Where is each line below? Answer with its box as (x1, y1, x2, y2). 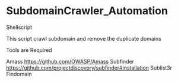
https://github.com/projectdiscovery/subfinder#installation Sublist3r (6, 64, 173, 71)
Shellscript (6, 24, 33, 31)
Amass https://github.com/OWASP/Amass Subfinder (6, 58, 135, 65)
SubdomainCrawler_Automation (6, 4, 168, 18)
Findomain (6, 70, 32, 77)
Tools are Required (6, 46, 52, 54)
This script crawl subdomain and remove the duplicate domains (6, 35, 161, 42)
